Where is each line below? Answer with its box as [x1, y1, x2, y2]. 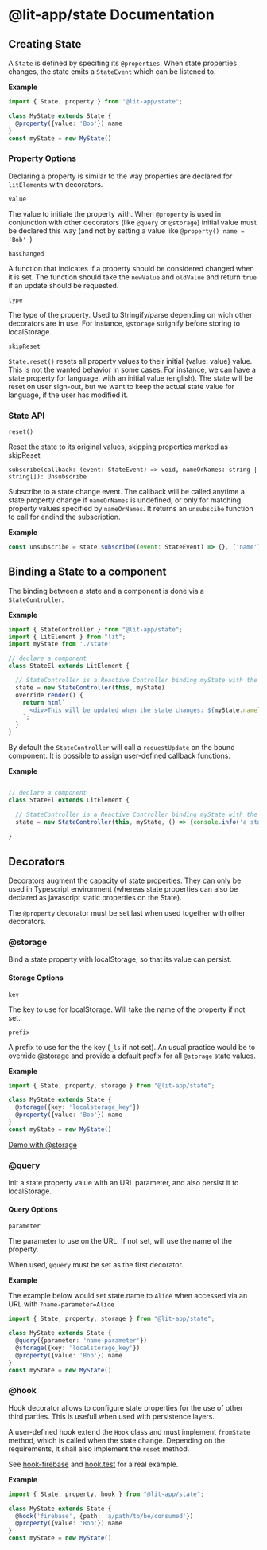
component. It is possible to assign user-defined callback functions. [8, 751, 230, 761]
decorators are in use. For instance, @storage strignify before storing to [8, 318, 241, 328]
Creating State [8, 37, 82, 51]
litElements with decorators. [8, 179, 103, 189]
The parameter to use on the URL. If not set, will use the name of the [8, 1236, 233, 1246]
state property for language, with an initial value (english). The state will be [8, 373, 253, 383]
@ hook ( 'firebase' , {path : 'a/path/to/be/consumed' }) [15, 1512, 194, 1520]
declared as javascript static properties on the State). [8, 893, 183, 903]
